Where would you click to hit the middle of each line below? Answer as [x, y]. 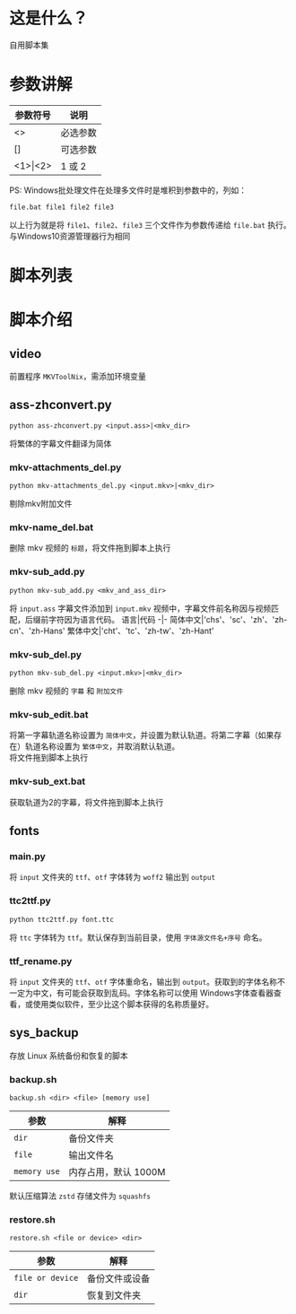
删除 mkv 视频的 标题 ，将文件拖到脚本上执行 [90, 548]
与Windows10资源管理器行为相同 [70, 236]
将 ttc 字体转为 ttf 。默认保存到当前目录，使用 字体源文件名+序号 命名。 [138, 937]
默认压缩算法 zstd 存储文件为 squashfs [80, 1196]
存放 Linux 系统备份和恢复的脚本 [69, 1056]
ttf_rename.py [41, 961]
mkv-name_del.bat [52, 527]
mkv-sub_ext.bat [48, 781]
